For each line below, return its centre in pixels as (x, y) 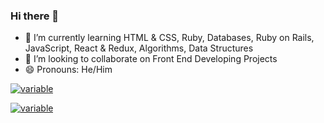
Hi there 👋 (35, 16)
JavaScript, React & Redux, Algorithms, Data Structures (139, 48)
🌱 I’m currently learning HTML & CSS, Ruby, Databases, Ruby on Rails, (169, 38)
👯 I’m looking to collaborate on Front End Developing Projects (151, 59)
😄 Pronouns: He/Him (68, 70)
